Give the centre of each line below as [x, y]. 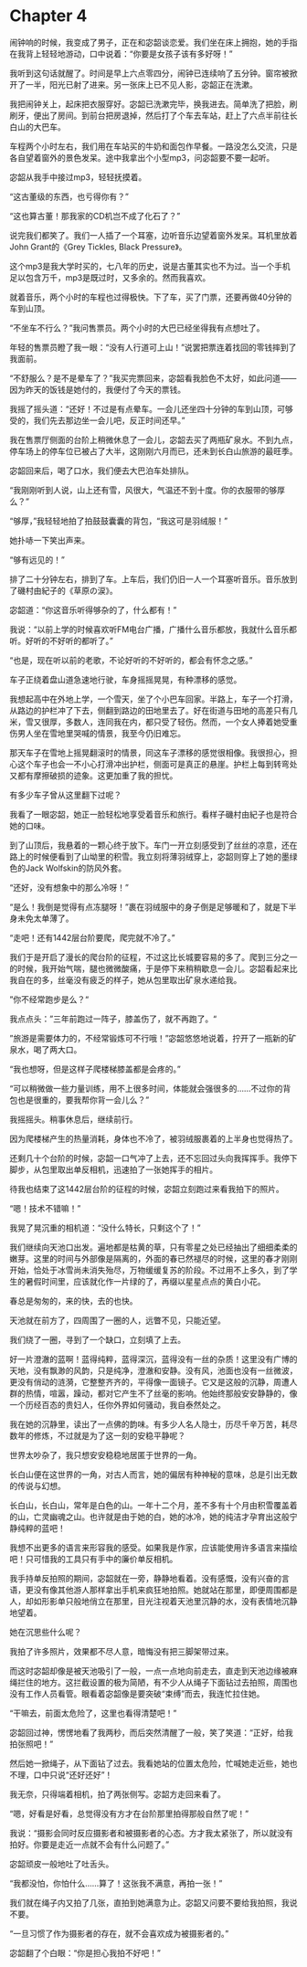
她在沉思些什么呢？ [46, 1632]
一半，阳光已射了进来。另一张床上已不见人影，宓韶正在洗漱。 [141, 84]
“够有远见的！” [37, 559]
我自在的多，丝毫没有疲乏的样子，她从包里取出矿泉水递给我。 [126, 979]
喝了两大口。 [58, 1049]
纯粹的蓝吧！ [41, 1528]
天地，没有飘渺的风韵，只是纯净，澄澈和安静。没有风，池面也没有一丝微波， [153, 1370]
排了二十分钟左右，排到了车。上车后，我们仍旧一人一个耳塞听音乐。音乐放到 [153, 579]
